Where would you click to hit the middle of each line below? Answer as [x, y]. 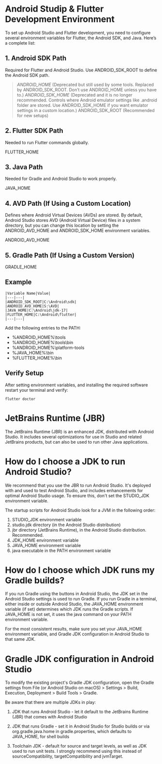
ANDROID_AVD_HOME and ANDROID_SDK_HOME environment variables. [78, 231]
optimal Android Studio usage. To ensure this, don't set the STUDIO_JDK [77, 496]
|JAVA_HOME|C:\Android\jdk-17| [37, 310]
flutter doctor [20, 399]
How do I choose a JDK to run [65, 461]
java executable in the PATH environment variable [61, 550]
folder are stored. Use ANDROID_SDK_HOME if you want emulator [82, 105]
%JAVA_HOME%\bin [33, 352]
